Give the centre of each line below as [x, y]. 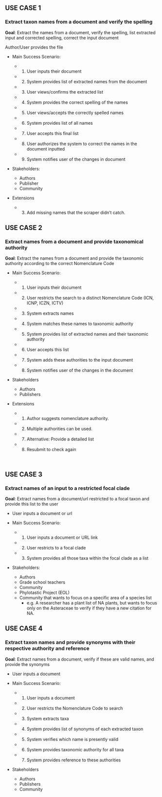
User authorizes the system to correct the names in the [82, 144]
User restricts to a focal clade [56, 548]
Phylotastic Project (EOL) [44, 593]
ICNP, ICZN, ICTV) [45, 303]
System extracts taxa [48, 719]
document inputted [46, 149]
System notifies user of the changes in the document [80, 370]
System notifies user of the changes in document [76, 159]
